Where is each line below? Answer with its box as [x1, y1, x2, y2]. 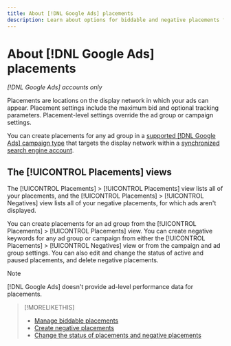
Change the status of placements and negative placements [34, 331, 201, 340]
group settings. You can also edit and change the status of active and [7, 249, 204, 257]
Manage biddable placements [34, 316, 119, 325]
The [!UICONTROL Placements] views [7, 166, 172, 178]
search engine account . [7, 146, 74, 154]
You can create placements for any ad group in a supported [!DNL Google [7, 132, 216, 140]
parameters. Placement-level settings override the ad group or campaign [7, 111, 214, 119]
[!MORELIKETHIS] [23, 303, 75, 312]
